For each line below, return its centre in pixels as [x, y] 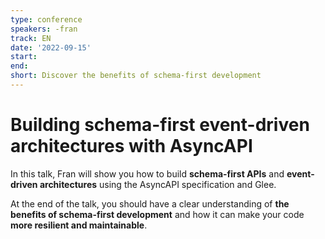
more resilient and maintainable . [79, 225]
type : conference [46, 19]
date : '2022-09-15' [51, 47]
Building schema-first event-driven [160, 125]
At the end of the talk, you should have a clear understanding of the [150, 203]
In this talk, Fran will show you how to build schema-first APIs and [147, 173]
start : [24, 57]
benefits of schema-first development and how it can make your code [157, 214]
